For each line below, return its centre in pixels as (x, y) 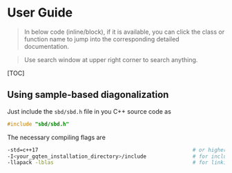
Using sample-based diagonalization (88, 95)
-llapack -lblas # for (108, 163)
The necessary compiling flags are (56, 137)
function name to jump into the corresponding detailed (101, 39)
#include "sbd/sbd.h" (38, 124)
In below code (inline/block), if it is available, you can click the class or (124, 32)
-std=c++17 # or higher (117, 150)
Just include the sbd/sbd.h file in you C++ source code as (89, 111)
